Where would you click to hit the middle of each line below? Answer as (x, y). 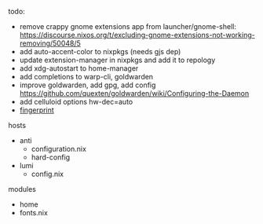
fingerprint (37, 110)
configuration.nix (58, 149)
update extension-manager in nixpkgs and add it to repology (117, 60)
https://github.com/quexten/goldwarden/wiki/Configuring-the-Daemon (134, 93)
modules (22, 189)
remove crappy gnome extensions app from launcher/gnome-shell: (128, 26)
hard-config (51, 157)
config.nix (47, 174)
